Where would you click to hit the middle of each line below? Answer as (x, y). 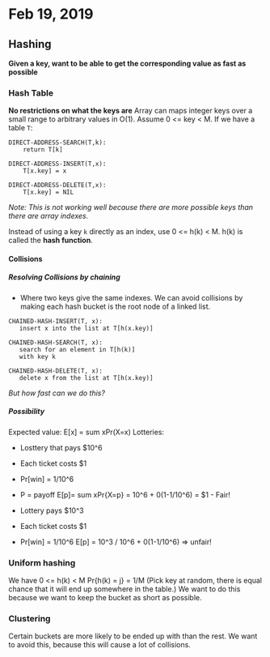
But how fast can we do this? (57, 393)
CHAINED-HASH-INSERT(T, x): (56, 321)
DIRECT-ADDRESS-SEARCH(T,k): (57, 143)
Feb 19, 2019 (51, 14)
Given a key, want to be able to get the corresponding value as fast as (127, 63)
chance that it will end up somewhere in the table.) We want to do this (124, 589)
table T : (21, 128)
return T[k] (43, 150)
